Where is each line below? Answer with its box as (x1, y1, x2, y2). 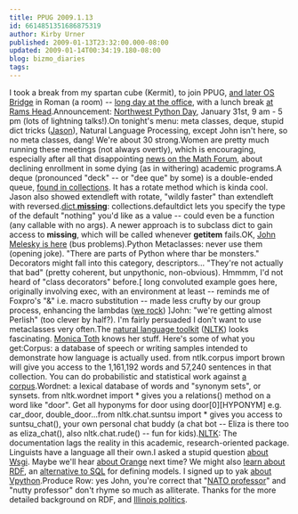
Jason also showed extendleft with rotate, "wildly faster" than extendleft (9, 191, 274, 201)
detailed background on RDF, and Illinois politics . (9, 494, 189, 504)
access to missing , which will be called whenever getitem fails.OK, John (9, 229, 276, 240)
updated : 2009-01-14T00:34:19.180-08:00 (9, 46, 162, 55)
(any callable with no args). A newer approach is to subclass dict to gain (9, 219, 273, 230)
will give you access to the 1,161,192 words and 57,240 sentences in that (9, 362, 272, 372)
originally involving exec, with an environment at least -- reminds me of (9, 286, 270, 297)
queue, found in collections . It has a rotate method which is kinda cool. (9, 182, 269, 192)
